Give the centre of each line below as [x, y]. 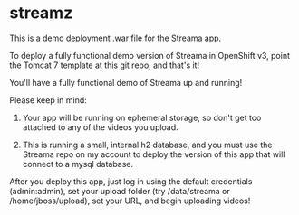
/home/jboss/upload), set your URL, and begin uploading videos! [130, 201]
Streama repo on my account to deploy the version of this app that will [154, 154]
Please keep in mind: [48, 100]
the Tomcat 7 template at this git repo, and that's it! [105, 65]
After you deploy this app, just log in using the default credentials [131, 181]
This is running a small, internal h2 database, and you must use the [147, 145]
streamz [41, 13]
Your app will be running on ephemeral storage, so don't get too [142, 117]
